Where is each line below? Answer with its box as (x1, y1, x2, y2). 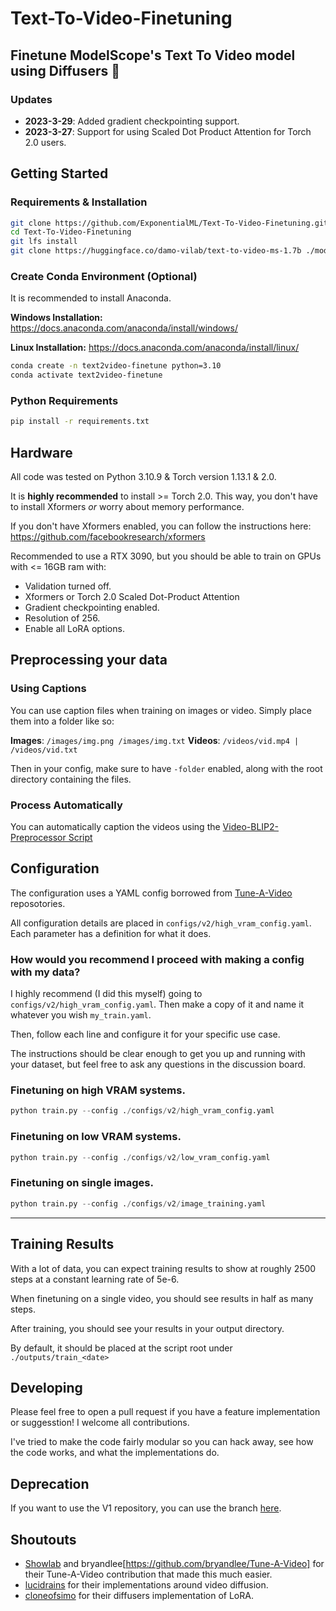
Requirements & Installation (10, 195, 148, 209)
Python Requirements (10, 394, 119, 408)
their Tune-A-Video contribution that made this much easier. (24, 1568, 273, 1580)
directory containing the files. (10, 773, 132, 785)
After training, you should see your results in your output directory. (10, 1322, 285, 1334)
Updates (10, 92, 53, 106)
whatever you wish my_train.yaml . (10, 1009, 152, 1021)
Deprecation (10, 1475, 90, 1492)
